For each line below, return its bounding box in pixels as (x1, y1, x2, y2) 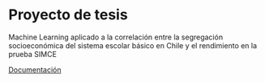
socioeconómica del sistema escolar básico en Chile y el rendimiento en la (8, 40, 258, 50)
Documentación (8, 64, 62, 74)
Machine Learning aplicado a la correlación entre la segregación (8, 32, 224, 42)
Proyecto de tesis (8, 6, 128, 24)
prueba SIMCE (8, 49, 57, 59)
